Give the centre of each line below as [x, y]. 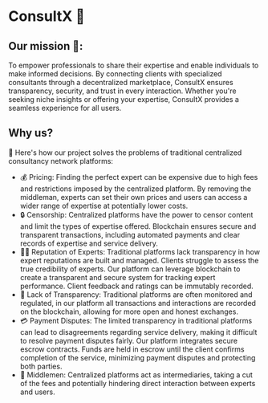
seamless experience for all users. [65, 108]
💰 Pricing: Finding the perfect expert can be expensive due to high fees [139, 177]
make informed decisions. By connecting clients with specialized [115, 74]
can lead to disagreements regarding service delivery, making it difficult [138, 332]
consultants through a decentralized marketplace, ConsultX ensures [121, 82]
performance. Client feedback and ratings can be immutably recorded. [137, 286]
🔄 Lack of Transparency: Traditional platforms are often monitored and [136, 294]
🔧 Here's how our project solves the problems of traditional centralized [125, 153]
